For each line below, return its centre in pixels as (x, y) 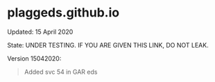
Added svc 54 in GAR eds (61, 72)
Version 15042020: (34, 58)
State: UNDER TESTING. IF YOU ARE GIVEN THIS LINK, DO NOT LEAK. (108, 45)
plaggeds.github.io (63, 13)
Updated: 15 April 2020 (40, 32)
